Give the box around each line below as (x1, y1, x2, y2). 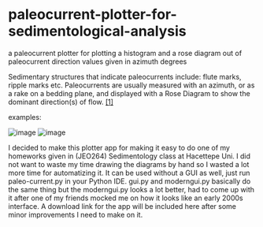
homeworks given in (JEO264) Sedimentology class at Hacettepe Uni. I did (8, 151, 250, 161)
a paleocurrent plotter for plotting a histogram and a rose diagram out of (8, 48, 243, 58)
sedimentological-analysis (8, 22, 187, 40)
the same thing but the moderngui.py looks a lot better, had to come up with (8, 184, 254, 194)
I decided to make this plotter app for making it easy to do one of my (8, 143, 231, 152)
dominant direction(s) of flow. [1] (8, 97, 114, 106)
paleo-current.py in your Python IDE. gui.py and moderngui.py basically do (8, 176, 251, 186)
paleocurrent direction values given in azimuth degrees (8, 57, 187, 66)
